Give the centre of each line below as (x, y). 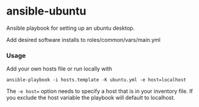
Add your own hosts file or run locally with (59, 69)
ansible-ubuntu (46, 11)
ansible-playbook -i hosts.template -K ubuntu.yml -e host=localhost (96, 80)
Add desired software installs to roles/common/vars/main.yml (83, 40)
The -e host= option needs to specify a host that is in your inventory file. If (100, 91)
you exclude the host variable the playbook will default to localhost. (91, 98)
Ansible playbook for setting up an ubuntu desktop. (71, 28)
